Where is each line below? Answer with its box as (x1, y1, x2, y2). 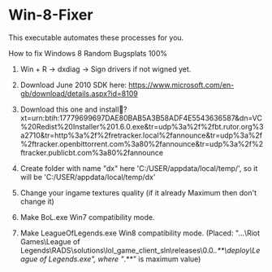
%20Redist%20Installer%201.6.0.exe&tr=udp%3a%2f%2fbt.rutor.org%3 (19, 121, 264, 131)
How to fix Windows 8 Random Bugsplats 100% (8, 48, 168, 58)
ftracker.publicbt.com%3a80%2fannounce (19, 147, 164, 157)
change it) (19, 196, 54, 206)
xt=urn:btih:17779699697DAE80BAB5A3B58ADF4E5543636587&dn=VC (19, 112, 262, 123)
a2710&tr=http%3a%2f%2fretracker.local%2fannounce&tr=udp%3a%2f (19, 130, 263, 140)
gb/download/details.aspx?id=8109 (19, 88, 138, 99)
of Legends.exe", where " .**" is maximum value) (39, 254, 201, 264)
